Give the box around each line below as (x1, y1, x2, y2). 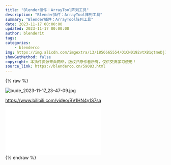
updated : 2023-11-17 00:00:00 (5, 26, 70, 31)
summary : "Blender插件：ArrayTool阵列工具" (5, 17, 94, 22)
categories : (5, 40, 31, 46)
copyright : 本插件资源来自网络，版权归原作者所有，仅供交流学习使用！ (5, 59, 136, 64)
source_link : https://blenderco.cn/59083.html (5, 64, 106, 69)
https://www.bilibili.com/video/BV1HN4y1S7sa (5, 97, 102, 104)
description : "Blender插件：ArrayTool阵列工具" (5, 12, 103, 17)
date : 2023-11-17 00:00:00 (5, 21, 63, 27)
